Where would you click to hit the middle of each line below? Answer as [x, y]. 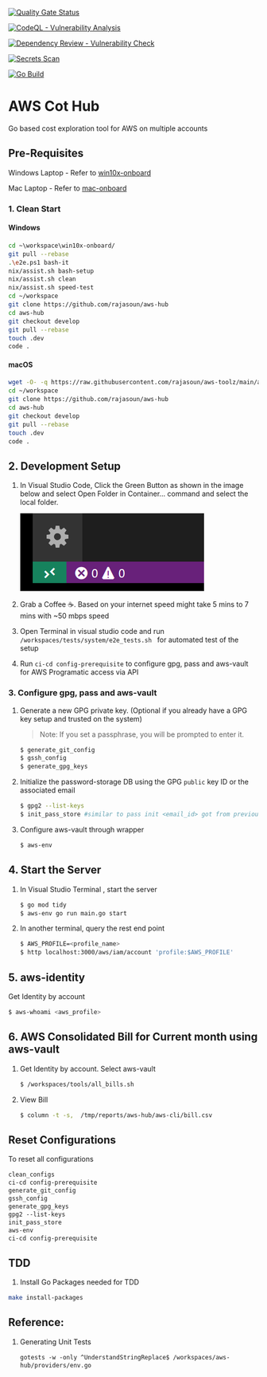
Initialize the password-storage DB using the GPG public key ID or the [134, 782]
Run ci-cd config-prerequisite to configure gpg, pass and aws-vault [134, 664]
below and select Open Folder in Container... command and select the [134, 494]
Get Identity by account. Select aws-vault [88, 1068]
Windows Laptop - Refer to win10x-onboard [80, 172]
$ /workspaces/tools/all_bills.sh [77, 1084]
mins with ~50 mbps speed [64, 616]
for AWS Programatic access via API [79, 672]
